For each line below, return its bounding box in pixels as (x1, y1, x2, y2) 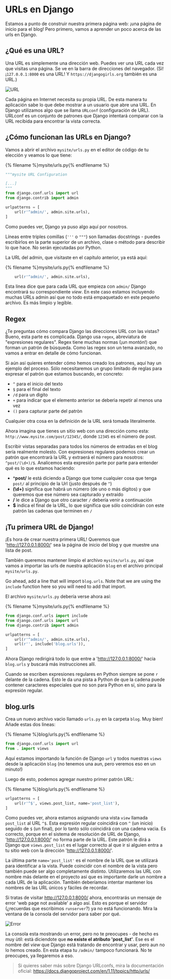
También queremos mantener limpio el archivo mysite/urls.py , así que (5, 557, 154, 563)
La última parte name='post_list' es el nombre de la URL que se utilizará (5, 857, 158, 864)
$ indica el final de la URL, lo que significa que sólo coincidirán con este (12, 502, 164, 508)
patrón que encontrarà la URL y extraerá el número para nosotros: (5, 454, 144, 460)
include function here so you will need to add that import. (5, 583, 127, 590)
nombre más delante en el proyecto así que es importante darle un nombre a (5, 874, 166, 880)
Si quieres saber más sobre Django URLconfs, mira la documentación (17, 963, 164, 969)
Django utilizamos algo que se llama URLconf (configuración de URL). (5, 107, 150, 113)
